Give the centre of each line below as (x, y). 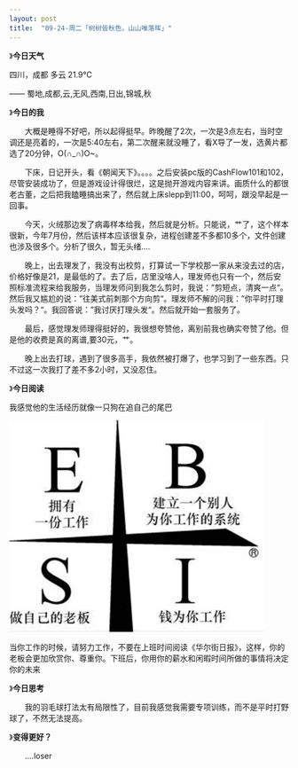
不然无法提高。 (59, 717)
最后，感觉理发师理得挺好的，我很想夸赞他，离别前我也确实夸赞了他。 (153, 328)
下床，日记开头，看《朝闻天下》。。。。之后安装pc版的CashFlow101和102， (156, 172)
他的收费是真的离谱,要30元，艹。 (77, 339)
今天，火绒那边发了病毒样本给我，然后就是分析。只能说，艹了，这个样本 (157, 224)
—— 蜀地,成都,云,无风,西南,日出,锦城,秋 (81, 93)
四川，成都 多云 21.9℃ (51, 74)
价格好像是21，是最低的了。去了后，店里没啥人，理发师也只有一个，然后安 (145, 276)
